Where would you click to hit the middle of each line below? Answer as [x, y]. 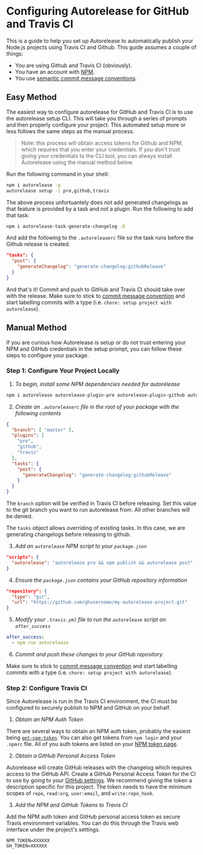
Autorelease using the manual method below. [77, 162]
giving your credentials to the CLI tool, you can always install [96, 156]
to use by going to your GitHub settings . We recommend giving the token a [99, 781]
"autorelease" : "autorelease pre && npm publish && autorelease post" [102, 563]
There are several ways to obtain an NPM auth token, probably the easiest [98, 731]
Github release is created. [38, 244]
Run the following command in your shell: [58, 174]
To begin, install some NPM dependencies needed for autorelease [97, 384]
